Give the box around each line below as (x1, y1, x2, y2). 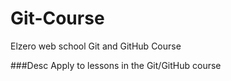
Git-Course (10, 7, 105, 30)
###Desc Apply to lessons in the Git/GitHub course (10, 59, 222, 71)
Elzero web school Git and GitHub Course (10, 40, 182, 52)
